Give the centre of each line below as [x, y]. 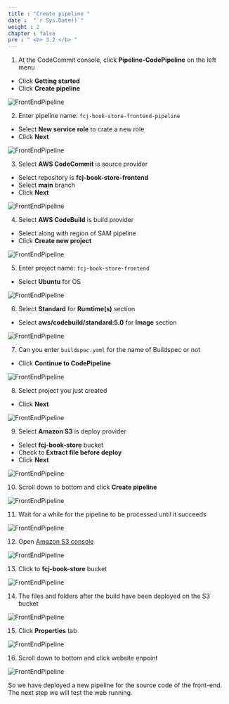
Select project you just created [63, 391]
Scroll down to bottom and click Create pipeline [87, 487]
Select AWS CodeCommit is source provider [83, 164]
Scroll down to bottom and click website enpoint [88, 658]
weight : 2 [24, 27]
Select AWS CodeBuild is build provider [76, 220]
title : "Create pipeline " [49, 14]
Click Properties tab [47, 631]
